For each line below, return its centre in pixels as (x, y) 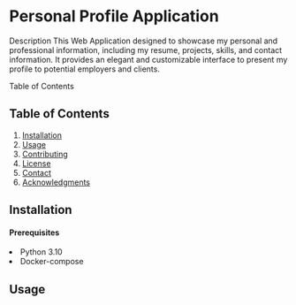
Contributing (45, 154)
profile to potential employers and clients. (85, 69)
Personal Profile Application (114, 16)
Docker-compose (52, 262)
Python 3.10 (42, 252)
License (36, 163)
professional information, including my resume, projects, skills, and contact (146, 50)
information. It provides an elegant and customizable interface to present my (148, 59)
